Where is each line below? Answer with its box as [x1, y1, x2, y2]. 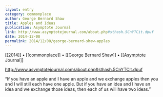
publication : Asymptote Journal [5, 25, 71, 30]
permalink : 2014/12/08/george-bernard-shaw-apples [5, 39, 110, 44]
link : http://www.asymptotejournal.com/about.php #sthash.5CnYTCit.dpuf [5, 30, 154, 34]
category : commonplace [5, 12, 51, 16]
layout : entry [5, 7, 34, 12]
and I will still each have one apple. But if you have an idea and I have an [5, 81, 150, 87]
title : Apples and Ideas [5, 20, 56, 26]
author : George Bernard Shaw [5, 16, 64, 21]
